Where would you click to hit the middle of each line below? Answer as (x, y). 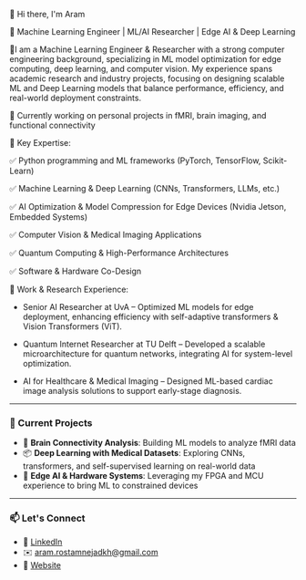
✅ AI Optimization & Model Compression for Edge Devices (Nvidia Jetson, (148, 207)
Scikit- (275, 161)
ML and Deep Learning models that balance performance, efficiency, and (147, 88)
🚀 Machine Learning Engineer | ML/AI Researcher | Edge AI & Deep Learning (153, 31)
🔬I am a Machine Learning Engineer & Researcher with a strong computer (147, 49)
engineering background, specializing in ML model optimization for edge (146, 59)
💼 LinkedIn (42, 542)
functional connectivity (52, 125)
